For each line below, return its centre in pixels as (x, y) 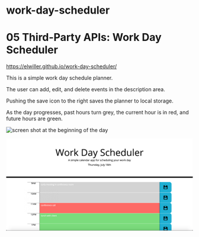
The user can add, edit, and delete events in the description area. (86, 89)
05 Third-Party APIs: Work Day (84, 38)
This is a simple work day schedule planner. (60, 78)
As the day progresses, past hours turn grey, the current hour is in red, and (98, 113)
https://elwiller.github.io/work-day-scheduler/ (62, 66)
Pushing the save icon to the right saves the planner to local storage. (90, 101)
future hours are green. (35, 118)
